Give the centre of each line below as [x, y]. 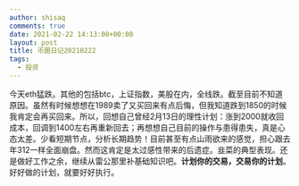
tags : [19, 59]
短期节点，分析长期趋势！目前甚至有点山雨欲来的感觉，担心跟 [169, 139]
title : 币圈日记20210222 [53, 51]
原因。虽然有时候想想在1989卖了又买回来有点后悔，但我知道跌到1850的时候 [148, 105]
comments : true [37, 26]
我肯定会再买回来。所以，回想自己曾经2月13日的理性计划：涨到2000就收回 [146, 116]
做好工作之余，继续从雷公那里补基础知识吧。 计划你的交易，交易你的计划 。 [154, 161]
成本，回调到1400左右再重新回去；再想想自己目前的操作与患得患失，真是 [144, 127]
